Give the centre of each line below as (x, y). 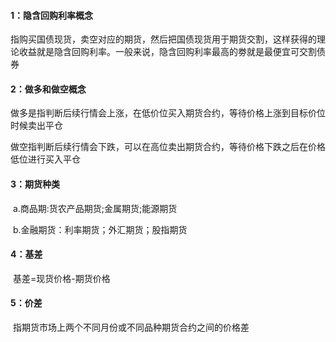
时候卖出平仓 (36, 126)
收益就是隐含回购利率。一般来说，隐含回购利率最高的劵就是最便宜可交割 (167, 52)
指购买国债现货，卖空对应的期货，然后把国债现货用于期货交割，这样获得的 (163, 39)
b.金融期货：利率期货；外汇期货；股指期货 (100, 229)
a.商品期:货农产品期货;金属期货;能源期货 (95, 208)
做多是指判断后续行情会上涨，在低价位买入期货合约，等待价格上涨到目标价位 (168, 113)
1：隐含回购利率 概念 (52, 15)
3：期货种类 (35, 184)
